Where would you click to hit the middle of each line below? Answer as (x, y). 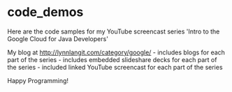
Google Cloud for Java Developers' (58, 38)
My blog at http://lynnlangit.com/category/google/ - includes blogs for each (116, 52)
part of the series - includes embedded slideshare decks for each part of (112, 59)
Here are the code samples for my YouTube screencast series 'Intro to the (114, 31)
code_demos (45, 12)
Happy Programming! (38, 80)
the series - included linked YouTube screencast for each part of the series (115, 67)
